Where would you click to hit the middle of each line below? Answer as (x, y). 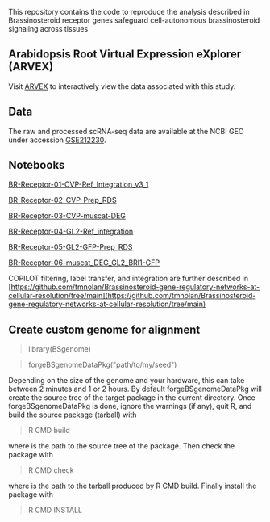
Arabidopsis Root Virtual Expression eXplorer (125, 55)
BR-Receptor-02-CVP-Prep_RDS (62, 200)
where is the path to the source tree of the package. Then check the (122, 446)
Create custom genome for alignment (104, 329)
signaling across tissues (48, 29)
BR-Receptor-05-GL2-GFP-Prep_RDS (71, 247)
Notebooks (37, 165)
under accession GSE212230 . (57, 140)
